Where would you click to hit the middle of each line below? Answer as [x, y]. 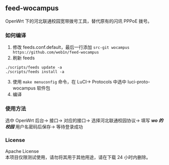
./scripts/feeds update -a [34, 67]
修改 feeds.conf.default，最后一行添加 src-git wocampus [71, 47]
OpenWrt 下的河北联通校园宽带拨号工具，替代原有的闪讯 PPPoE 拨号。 [79, 21]
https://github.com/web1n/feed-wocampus [56, 52]
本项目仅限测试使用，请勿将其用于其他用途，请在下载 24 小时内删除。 [78, 157]
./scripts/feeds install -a [35, 72]
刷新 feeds [24, 58]
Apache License [22, 151]
